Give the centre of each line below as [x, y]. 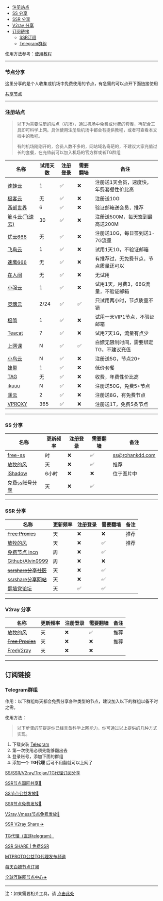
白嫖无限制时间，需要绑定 [124, 342]
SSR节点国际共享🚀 [24, 783]
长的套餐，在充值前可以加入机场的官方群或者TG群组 [69, 152]
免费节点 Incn [23, 552]
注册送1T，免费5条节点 [122, 404]
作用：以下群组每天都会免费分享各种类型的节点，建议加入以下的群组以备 [77, 701]
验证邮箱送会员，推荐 [119, 208]
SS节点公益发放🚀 [22, 794]
